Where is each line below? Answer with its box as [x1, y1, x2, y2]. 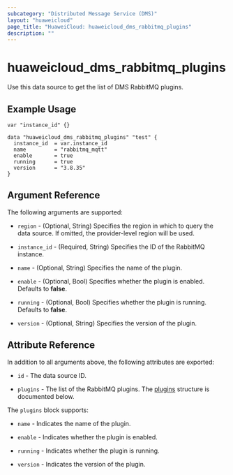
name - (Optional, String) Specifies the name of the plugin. [17, 263, 183, 272]
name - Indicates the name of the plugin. [17, 419, 131, 427]
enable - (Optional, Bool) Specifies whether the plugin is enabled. [17, 277, 205, 285]
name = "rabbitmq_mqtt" [13, 146, 108, 153]
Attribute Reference [7, 339, 96, 351]
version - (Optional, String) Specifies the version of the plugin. [17, 319, 197, 327]
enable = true [13, 152, 73, 159]
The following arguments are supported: [7, 207, 123, 217]
